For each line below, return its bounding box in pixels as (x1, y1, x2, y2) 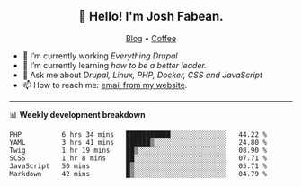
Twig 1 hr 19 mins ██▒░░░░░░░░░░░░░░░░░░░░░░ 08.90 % (9, 146, 268, 155)
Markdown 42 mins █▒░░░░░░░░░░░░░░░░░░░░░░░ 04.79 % (9, 169, 268, 178)
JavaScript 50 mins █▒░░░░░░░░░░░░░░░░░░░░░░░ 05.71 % (9, 161, 268, 171)
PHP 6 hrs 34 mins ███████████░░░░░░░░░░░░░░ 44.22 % (9, 129, 268, 139)
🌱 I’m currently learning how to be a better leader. (22, 59, 207, 70)
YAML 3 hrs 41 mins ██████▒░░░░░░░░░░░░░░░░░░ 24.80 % (9, 138, 268, 147)
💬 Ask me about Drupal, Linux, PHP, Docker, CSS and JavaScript (22, 69, 263, 80)
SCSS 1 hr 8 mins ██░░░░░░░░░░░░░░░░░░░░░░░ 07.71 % (9, 154, 268, 163)
